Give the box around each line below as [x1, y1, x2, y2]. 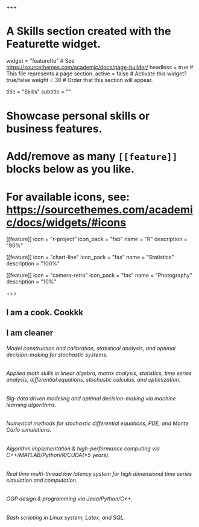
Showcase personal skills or [6, 109, 150, 123]
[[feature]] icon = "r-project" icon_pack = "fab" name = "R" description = [6, 236, 188, 243]
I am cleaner [6, 328, 54, 338]
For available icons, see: [6, 190, 130, 204]
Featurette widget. [6, 37, 101, 51]
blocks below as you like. [6, 162, 134, 176]
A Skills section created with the [6, 25, 171, 38]
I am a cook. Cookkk [6, 307, 83, 317]
